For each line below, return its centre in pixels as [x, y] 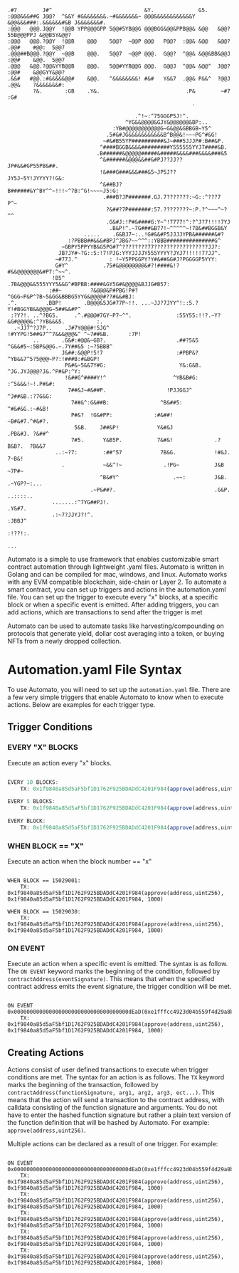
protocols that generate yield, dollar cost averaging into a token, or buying [116, 633]
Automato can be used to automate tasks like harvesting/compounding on [116, 626]
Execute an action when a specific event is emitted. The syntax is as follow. [118, 964]
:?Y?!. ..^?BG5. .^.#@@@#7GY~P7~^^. [71, 315]
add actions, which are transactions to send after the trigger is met [105, 612]
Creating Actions [46, 1053]
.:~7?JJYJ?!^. [73, 515]
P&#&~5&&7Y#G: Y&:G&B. [133, 365]
